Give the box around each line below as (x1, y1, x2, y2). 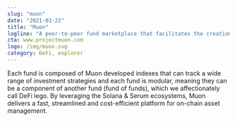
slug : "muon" (7, 10, 46, 18)
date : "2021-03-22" (7, 17, 65, 24)
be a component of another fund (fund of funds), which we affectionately (7, 84, 220, 92)
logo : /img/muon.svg (7, 43, 68, 50)
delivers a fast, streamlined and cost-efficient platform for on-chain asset (7, 99, 220, 107)
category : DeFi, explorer (7, 50, 83, 57)
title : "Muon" (7, 23, 49, 30)
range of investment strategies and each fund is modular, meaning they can (7, 76, 227, 85)
